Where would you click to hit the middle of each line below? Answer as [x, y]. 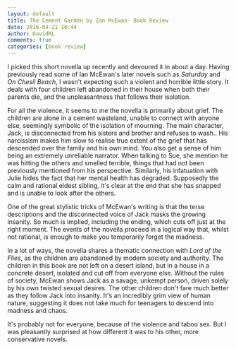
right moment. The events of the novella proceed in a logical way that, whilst [118, 229]
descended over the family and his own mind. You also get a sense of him [114, 148]
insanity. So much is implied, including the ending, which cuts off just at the [117, 222]
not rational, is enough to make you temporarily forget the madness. [106, 237]
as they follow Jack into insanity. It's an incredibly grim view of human [109, 295]
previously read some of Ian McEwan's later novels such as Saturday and [114, 74]
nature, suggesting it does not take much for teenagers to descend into [111, 303]
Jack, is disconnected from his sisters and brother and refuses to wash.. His [118, 133]
